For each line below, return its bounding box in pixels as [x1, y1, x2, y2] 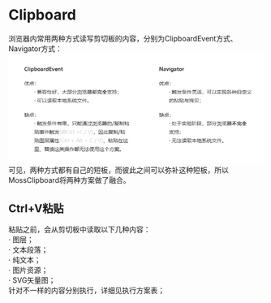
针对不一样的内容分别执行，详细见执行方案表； [8, 286, 165, 296]
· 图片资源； [8, 266, 49, 275]
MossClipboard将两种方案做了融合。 [8, 175, 131, 185]
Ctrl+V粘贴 [8, 201, 64, 215]
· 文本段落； [8, 245, 49, 255]
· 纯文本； [8, 255, 41, 265]
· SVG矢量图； [8, 275, 56, 285]
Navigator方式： [8, 43, 63, 54]
